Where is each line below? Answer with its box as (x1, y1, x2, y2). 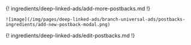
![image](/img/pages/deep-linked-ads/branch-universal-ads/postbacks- (5, 17, 186, 22)
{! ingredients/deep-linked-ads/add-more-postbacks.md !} (5, 5, 151, 12)
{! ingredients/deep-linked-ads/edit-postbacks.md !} (5, 32, 135, 39)
